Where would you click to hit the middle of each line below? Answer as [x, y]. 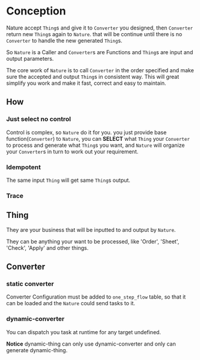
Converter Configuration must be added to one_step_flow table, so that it [96, 297]
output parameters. [30, 58]
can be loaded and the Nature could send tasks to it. [71, 303]
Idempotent [23, 167]
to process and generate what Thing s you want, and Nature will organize [95, 145]
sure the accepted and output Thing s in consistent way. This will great [92, 76]
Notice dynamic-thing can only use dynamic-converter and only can [91, 344]
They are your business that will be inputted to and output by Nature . [91, 229]
